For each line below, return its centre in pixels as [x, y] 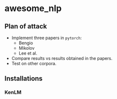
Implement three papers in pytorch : [46, 38]
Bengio [26, 43]
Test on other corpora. [34, 64]
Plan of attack [26, 26]
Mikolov [27, 48]
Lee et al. [28, 53]
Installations [24, 78]
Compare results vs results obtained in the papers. [62, 58]
